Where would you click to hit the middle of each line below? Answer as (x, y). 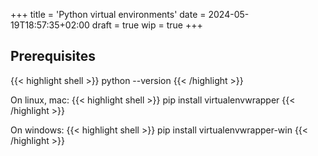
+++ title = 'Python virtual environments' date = (108, 14)
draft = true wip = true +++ (147, 25)
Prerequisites (53, 56)
